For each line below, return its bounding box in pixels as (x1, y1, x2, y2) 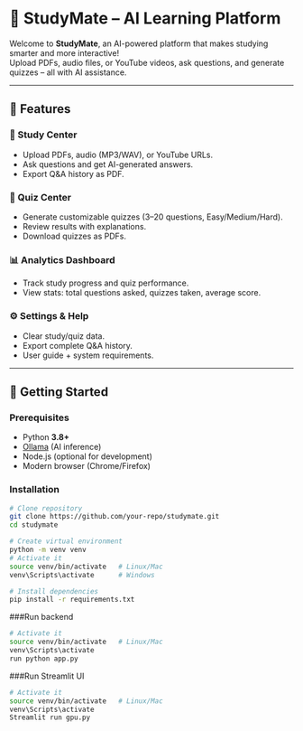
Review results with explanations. (22, 220, 147, 231)
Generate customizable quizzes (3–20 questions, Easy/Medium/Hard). (22, 211, 283, 222)
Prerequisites (9, 411, 69, 424)
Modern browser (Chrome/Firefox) (22, 461, 151, 472)
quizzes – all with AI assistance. (9, 67, 127, 78)
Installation (9, 483, 60, 496)
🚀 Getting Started (9, 384, 109, 399)
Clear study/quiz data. (22, 330, 106, 342)
